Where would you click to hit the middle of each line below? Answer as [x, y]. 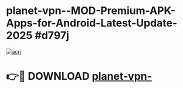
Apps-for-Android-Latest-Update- [92, 23]
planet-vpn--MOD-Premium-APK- [91, 11]
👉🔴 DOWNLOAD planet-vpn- [79, 76]
